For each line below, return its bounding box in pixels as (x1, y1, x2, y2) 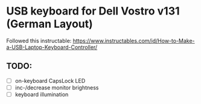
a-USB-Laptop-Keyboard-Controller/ (6, 44, 98, 51)
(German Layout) (6, 17, 94, 31)
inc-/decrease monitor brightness (14, 83, 99, 91)
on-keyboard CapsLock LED (14, 77, 86, 84)
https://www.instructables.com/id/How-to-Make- (72, 37, 195, 44)
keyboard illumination (14, 91, 69, 98)
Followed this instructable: (6, 37, 72, 44)
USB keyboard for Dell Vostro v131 (6, 4, 180, 18)
